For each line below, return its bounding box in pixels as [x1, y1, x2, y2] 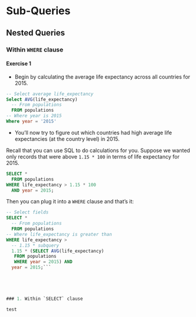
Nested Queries [6, 28, 65, 38]
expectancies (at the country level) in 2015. [14, 135, 120, 143]
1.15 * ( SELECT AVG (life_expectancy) [11, 248, 104, 254]
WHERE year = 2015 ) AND [14, 259, 73, 265]
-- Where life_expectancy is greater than [6, 231, 112, 237]
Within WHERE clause [6, 46, 64, 54]
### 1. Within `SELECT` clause [6, 296, 83, 302]
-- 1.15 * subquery [11, 242, 60, 248]
